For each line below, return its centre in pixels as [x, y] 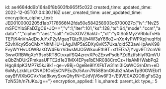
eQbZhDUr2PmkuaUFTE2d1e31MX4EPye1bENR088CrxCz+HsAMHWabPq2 [82, 60]
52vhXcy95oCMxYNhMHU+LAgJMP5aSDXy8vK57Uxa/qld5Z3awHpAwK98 [83, 44]
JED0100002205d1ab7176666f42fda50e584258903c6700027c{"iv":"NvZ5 [82, 23]
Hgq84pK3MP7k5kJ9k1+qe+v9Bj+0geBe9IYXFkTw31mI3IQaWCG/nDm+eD [83, 65]
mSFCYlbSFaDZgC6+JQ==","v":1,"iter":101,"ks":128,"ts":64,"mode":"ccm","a [83, 28]
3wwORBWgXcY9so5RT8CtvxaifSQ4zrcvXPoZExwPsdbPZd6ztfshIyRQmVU [83, 55]
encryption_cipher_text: [29, 18]
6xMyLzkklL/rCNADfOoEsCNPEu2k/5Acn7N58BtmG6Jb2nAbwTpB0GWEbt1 [83, 71]
